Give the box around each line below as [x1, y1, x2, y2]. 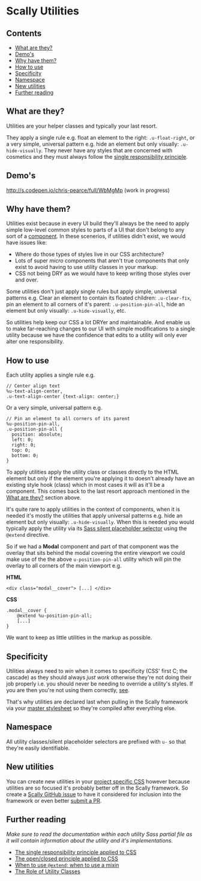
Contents [6, 28, 42, 39]
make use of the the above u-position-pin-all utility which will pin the [6, 555, 181, 563]
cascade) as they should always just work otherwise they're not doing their [6, 674, 192, 681]
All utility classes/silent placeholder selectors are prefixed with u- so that [6, 738, 186, 745]
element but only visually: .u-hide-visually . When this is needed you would [6, 519, 194, 526]
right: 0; [11, 442, 36, 448]
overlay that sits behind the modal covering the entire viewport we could [6, 549, 185, 557]
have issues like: [6, 239, 47, 246]
